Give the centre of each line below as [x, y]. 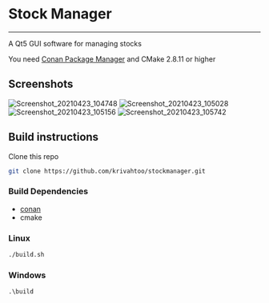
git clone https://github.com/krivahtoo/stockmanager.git [107, 171]
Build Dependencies [48, 191]
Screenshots [41, 84]
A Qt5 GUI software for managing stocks [75, 43]
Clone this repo [34, 156]
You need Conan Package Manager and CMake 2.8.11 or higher [112, 59]
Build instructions [53, 137]
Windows [27, 275]
